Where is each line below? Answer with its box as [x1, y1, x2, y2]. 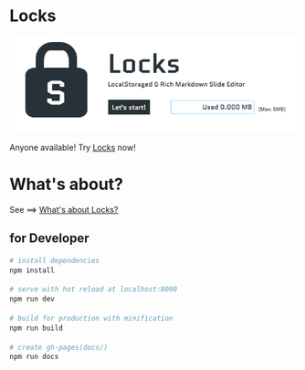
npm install [9, 266, 55, 275]
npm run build [9, 323, 64, 333]
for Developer [9, 230, 89, 247]
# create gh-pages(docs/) [9, 343, 108, 352]
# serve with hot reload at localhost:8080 [9, 285, 178, 294]
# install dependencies [9, 256, 100, 265]
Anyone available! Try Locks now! [9, 142, 136, 153]
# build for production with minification [9, 313, 174, 322]
